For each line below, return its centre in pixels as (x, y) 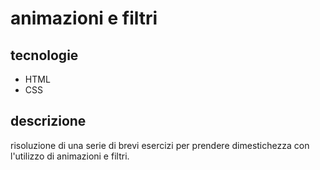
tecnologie (44, 55)
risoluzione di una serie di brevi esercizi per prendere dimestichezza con (160, 145)
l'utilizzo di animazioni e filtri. (70, 156)
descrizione (48, 121)
